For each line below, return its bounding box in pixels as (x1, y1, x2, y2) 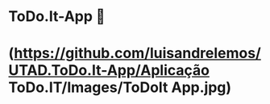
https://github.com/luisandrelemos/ (14, 44, 262, 63)
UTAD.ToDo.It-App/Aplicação (8, 61, 210, 80)
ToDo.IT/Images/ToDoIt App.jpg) (8, 78, 232, 97)
